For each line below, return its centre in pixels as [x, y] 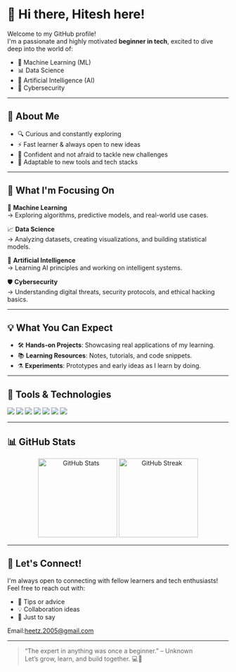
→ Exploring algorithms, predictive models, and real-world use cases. [108, 215]
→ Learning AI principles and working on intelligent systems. [95, 268]
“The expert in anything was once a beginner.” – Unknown [109, 651]
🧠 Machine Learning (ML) [54, 62]
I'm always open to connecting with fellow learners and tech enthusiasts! [113, 580]
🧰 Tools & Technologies [59, 394]
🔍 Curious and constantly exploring [69, 133]
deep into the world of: [40, 48]
